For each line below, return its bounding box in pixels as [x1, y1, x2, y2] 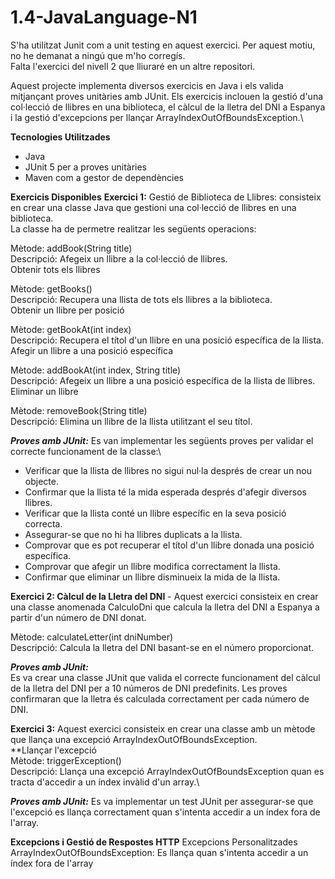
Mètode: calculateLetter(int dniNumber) [10, 631, 174, 643]
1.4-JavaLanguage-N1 [10, 6, 198, 29]
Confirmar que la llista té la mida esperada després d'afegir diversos [24, 486, 307, 498]
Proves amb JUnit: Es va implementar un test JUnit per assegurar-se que [10, 795, 314, 807]
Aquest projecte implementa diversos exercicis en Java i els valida [10, 79, 284, 91]
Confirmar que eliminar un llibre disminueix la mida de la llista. [24, 571, 281, 583]
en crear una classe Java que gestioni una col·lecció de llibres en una [10, 201, 297, 213]
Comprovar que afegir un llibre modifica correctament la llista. [24, 560, 281, 572]
